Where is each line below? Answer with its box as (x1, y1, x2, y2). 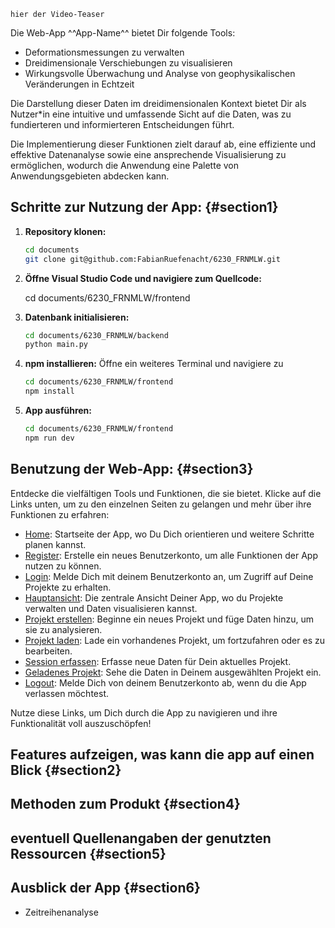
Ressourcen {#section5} (10, 845, 167, 862)
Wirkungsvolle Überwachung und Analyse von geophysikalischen (24, 68, 296, 79)
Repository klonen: (24, 225, 107, 237)
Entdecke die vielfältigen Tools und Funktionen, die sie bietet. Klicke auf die (10, 487, 322, 499)
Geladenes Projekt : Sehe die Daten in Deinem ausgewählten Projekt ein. (24, 666, 322, 678)
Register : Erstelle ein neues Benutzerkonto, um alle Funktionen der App (24, 549, 318, 561)
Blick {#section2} (10, 762, 122, 779)
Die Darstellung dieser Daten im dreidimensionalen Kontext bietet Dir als (10, 98, 307, 109)
